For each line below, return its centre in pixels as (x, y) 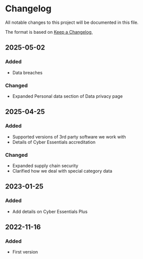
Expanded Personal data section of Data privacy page (68, 96)
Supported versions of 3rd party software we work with (69, 136)
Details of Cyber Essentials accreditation (54, 142)
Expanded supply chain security (45, 165)
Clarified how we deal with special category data (62, 171)
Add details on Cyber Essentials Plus (50, 211)
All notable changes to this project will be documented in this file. (72, 22)
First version (25, 252)
